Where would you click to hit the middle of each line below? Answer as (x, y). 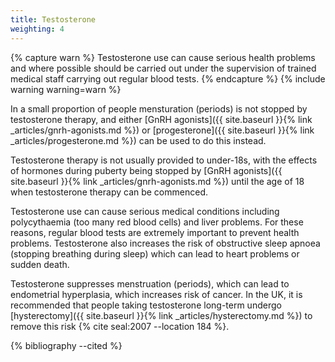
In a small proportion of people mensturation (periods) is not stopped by (159, 108)
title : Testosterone (53, 19)
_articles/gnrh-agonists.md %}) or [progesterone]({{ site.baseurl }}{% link (162, 130)
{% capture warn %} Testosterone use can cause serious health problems (163, 57)
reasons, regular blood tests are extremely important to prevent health (155, 232)
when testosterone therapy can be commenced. (109, 192)
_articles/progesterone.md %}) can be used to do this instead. (138, 140)
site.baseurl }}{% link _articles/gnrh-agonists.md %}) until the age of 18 (157, 181)
